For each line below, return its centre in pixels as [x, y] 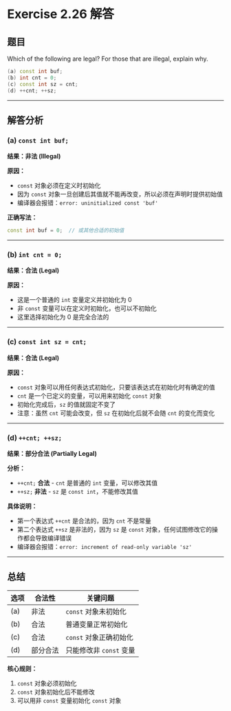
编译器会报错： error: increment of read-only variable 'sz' [104, 546]
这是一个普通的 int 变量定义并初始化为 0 [74, 300]
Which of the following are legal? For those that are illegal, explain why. [108, 59]
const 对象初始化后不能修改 [56, 692]
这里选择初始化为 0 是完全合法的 [63, 317]
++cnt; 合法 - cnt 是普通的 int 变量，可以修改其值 [87, 483]
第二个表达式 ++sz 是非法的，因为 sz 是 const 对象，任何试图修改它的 [114, 529]
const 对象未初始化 [96, 611]
